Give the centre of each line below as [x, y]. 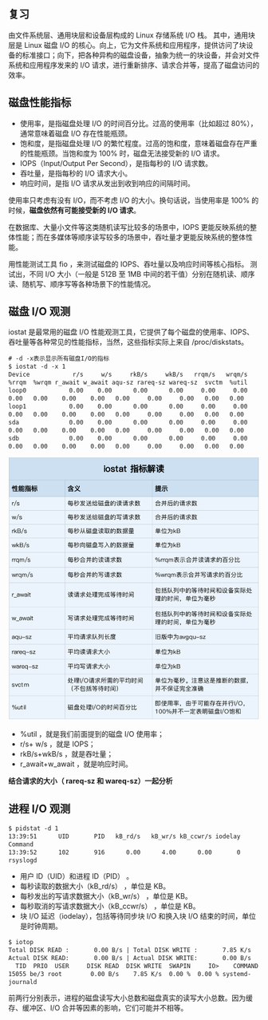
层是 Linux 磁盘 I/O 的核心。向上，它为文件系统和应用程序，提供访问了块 [127, 45]
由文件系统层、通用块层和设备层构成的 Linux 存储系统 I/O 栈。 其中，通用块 [132, 35]
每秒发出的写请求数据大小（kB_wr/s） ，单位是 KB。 [106, 895]
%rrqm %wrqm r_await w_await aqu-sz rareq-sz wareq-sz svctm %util [128, 383]
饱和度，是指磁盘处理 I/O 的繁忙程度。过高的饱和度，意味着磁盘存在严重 [138, 143]
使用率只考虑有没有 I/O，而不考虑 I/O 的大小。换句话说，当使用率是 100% [129, 200]
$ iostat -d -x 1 [37, 367]
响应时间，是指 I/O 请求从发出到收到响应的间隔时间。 [107, 183]
